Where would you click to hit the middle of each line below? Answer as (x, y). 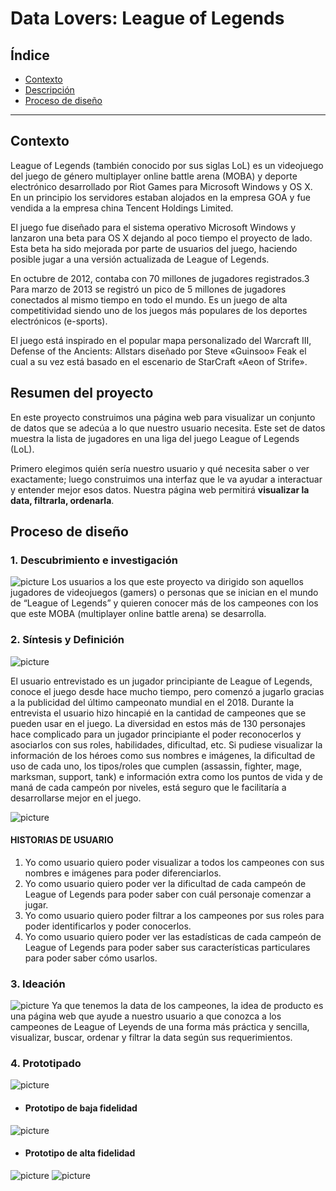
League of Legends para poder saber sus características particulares (167, 947)
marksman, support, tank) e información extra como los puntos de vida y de (166, 776)
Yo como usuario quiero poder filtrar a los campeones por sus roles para (174, 915)
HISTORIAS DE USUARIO (62, 840)
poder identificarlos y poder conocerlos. (108, 926)
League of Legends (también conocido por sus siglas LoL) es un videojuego (167, 165)
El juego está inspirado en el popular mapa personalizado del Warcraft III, (161, 340)
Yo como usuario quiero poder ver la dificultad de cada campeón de (165, 883)
